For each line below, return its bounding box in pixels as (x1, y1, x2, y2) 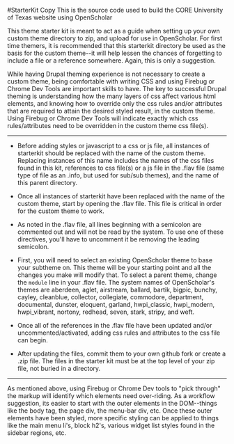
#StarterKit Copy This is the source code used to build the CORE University (7, 6, 224, 14)
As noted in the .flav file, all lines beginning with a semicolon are (17, 221, 202, 228)
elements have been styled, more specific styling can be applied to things (7, 414, 219, 422)
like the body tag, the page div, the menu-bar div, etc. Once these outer (7, 406, 212, 415)
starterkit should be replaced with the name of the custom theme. (17, 149, 206, 157)
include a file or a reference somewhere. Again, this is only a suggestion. (7, 56, 216, 65)
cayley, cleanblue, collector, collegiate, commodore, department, (17, 293, 204, 301)
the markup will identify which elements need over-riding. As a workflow (7, 392, 215, 399)
